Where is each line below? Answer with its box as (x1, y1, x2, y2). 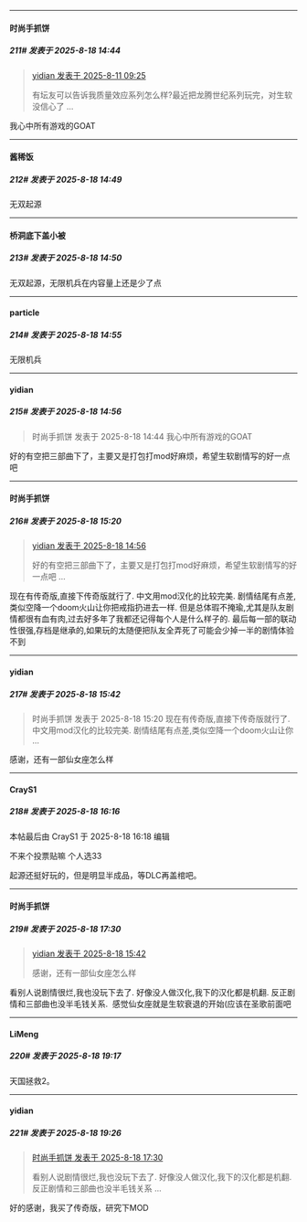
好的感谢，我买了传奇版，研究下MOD (9, 1203, 149, 1214)
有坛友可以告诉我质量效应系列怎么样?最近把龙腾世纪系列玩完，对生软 (31, 89, 292, 101)
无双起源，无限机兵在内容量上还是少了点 (9, 277, 162, 288)
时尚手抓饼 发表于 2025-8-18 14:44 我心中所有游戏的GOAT (31, 430, 253, 441)
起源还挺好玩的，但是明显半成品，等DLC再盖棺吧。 (9, 869, 202, 880)
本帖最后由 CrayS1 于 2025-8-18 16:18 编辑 (9, 831, 171, 842)
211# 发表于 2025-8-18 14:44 (9, 45, 122, 56)
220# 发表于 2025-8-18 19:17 (9, 1050, 122, 1061)
